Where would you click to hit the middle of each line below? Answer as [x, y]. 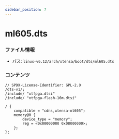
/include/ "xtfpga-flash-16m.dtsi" [41, 98]
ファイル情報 [20, 50]
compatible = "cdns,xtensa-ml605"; [50, 111]
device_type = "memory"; [47, 120]
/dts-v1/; [15, 90]
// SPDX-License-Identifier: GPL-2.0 [43, 86]
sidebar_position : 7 [26, 9]
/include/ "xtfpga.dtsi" [30, 94]
